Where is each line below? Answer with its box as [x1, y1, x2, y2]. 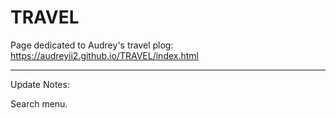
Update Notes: [10, 78, 70, 90]
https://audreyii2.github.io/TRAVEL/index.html [10, 49, 199, 61]
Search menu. [10, 97, 68, 110]
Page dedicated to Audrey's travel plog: [10, 39, 174, 51]
